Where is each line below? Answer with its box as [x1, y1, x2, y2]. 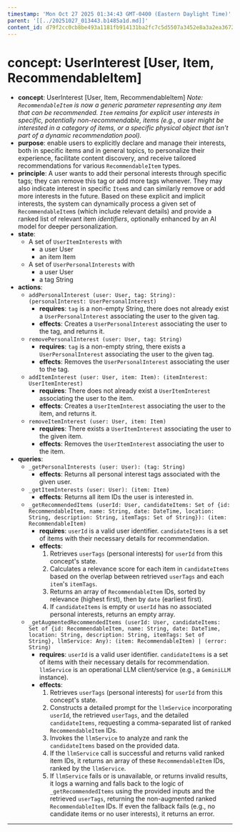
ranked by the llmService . [49, 764, 126, 773]
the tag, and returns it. [39, 327, 105, 336]
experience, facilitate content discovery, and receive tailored [17, 154, 196, 163]
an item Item [39, 253, 76, 261]
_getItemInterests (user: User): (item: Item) [28, 486, 170, 493]
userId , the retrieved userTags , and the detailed [49, 711, 189, 720]
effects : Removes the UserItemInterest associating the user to [39, 440, 225, 448]
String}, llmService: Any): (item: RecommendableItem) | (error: [28, 638, 227, 645]
